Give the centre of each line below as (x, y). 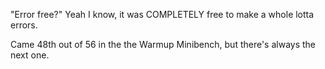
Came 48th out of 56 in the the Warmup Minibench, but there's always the (163, 44)
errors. (24, 25)
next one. (30, 55)
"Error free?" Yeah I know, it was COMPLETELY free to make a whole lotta (162, 14)
